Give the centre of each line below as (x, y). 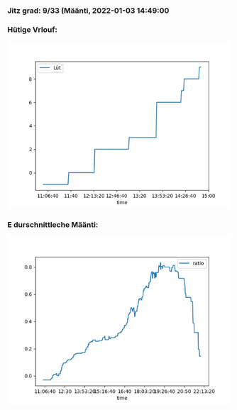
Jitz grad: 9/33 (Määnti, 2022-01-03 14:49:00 (88, 11)
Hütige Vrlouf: (33, 29)
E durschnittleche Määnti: (53, 225)
